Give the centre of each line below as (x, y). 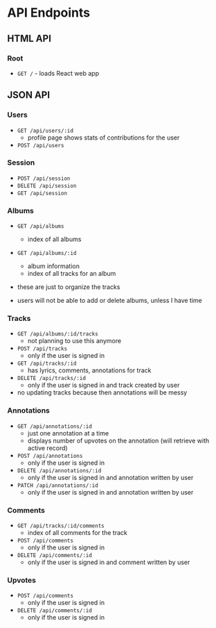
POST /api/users (40, 145)
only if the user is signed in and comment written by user (109, 562)
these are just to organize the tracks (69, 287)
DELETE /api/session (47, 185)
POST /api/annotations (50, 456)
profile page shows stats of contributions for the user (103, 138)
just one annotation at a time (68, 433)
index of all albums (54, 239)
